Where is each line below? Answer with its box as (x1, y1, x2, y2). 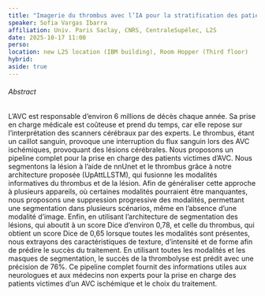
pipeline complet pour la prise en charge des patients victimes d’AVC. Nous (8, 153, 252, 162)
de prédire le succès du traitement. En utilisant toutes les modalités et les (8, 245, 246, 254)
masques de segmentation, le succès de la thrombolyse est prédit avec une (8, 253, 254, 263)
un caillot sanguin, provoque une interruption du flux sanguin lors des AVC (8, 136, 250, 146)
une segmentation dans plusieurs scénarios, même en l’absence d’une (8, 203, 237, 213)
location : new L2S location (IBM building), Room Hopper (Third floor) (8, 48, 248, 56)
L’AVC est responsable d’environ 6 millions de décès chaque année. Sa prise (8, 111, 256, 120)
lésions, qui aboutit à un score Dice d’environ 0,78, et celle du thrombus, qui (8, 220, 255, 229)
